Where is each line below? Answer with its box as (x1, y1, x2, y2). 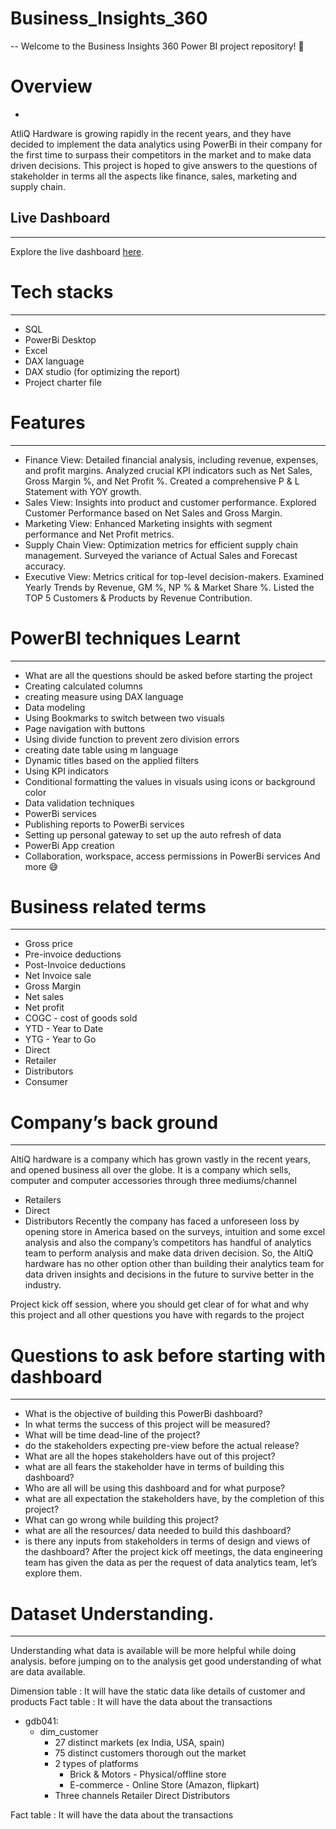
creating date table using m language (24, 743, 179, 756)
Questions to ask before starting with (10, 1344, 326, 1367)
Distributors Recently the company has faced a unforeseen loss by (24, 1215, 300, 1227)
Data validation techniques (24, 797, 135, 809)
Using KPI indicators (24, 765, 109, 777)
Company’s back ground (10, 1111, 219, 1134)
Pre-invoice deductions (24, 948, 122, 961)
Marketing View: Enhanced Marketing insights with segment (24, 517, 273, 529)
